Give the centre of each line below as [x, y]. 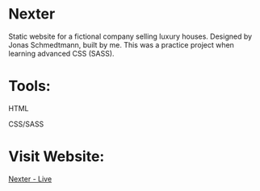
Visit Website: [57, 157]
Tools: [29, 86]
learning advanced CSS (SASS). [61, 53]
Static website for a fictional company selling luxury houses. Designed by [130, 36]
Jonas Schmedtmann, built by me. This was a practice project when [121, 44]
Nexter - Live [30, 179]
